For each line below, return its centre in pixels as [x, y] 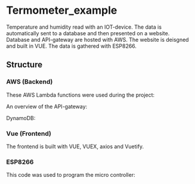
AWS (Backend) [30, 82]
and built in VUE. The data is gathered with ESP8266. [72, 46]
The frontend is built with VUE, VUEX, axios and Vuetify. [75, 146]
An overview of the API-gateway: [47, 106]
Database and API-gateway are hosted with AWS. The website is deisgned [97, 39]
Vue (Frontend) [29, 133]
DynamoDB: [21, 118]
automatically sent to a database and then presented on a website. [88, 33]
